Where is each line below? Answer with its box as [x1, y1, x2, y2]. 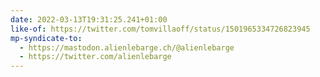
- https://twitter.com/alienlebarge [19, 52, 172, 62]
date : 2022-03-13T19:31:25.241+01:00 [10, 14, 168, 25]
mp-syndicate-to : [10, 33, 83, 43]
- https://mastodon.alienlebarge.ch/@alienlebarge [19, 42, 235, 53]
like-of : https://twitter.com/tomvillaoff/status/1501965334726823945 [10, 24, 311, 34]
